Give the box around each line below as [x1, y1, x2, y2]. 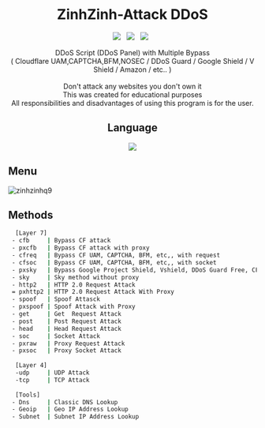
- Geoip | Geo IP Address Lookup [11, 405, 129, 414]
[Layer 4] [15, 362, 47, 370]
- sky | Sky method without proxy [11, 273, 140, 281]
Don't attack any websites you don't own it [62, 81, 203, 91]
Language [107, 121, 158, 135]
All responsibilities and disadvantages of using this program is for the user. [11, 98, 254, 107]
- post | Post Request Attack [11, 317, 122, 325]
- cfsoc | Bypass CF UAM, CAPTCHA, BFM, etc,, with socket [11, 258, 217, 266]
